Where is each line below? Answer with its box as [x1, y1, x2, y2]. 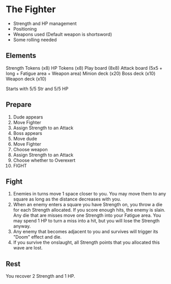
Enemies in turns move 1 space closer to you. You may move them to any [13, 191, 166, 197]
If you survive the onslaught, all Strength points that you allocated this [13, 239, 160, 245]
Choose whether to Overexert [13, 157, 76, 163]
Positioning [13, 25, 37, 32]
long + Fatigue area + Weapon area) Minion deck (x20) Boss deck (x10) [6, 70, 156, 76]
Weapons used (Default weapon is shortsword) [13, 31, 112, 37]
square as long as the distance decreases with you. [13, 196, 121, 202]
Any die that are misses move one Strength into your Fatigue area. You [13, 212, 161, 218]
